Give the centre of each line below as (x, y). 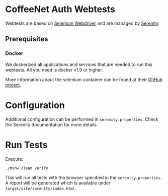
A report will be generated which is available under (58, 183)
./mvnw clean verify (27, 168)
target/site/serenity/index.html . (41, 188)
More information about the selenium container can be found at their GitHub (84, 80)
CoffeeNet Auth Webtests (60, 9)
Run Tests (26, 145)
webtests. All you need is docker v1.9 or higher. (54, 70)
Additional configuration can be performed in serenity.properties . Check (82, 119)
